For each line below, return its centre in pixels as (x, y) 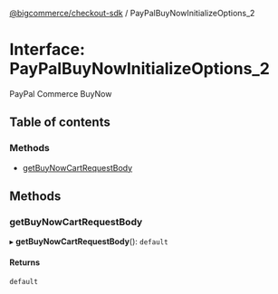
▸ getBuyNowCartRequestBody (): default (89, 242)
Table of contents (60, 123)
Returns (25, 262)
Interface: (48, 50)
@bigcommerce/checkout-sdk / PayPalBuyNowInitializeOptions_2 (132, 13)
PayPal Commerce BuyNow (61, 93)
